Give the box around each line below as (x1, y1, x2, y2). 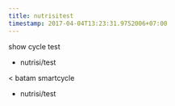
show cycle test (8, 41, 60, 51)
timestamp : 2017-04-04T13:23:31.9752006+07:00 (8, 19, 168, 28)
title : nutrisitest (8, 11, 74, 20)
